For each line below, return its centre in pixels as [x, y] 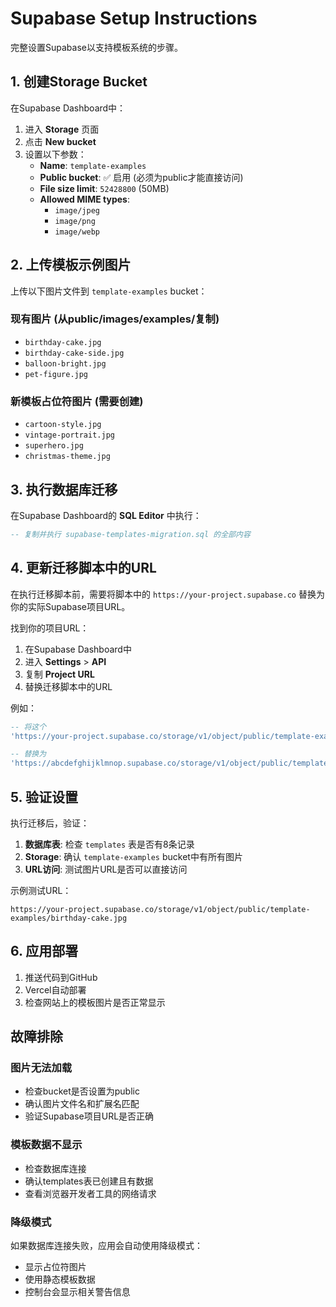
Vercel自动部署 [55, 989]
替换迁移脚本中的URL [68, 686]
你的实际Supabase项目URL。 [70, 606]
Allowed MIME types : [84, 199]
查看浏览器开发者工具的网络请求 [90, 1193]
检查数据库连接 [55, 1168]
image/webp [77, 232]
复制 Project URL [59, 674]
